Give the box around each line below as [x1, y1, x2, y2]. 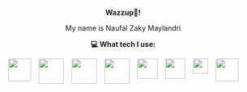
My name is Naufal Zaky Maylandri [65, 23, 181, 32]
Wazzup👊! [105, 8, 141, 17]
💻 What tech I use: [91, 40, 155, 48]
